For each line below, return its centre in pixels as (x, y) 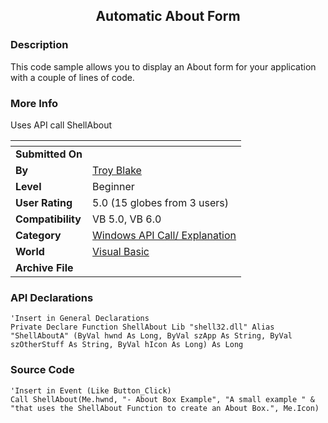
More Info (34, 103)
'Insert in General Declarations (80, 319)
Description (39, 45)
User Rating (44, 202)
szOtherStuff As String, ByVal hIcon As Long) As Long (127, 345)
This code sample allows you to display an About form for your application (163, 66)
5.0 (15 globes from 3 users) (161, 202)
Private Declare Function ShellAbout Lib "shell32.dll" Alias (142, 327)
